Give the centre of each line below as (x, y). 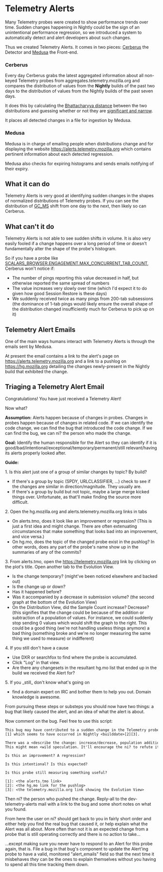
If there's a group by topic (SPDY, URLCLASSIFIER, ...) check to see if (81, 481)
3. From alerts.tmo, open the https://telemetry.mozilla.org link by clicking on (81, 561)
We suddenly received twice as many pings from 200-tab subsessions (83, 299)
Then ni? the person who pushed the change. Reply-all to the (66, 799)
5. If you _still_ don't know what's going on (47, 682)
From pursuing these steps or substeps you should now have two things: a (80, 706)
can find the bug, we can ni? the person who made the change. (68, 433)
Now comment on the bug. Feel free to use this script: (59, 721)
